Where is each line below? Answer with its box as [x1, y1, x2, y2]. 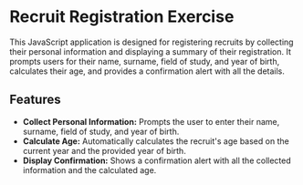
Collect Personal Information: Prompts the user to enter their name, [22, 116, 280, 127]
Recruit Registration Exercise [9, 6, 235, 27]
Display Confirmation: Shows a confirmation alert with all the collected [22, 155, 292, 166]
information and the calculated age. [22, 164, 157, 175]
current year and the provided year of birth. [22, 145, 187, 156]
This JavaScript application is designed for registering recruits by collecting [9, 36, 294, 47]
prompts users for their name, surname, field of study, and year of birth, [9, 56, 280, 67]
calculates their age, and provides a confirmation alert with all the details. [9, 66, 286, 77]
